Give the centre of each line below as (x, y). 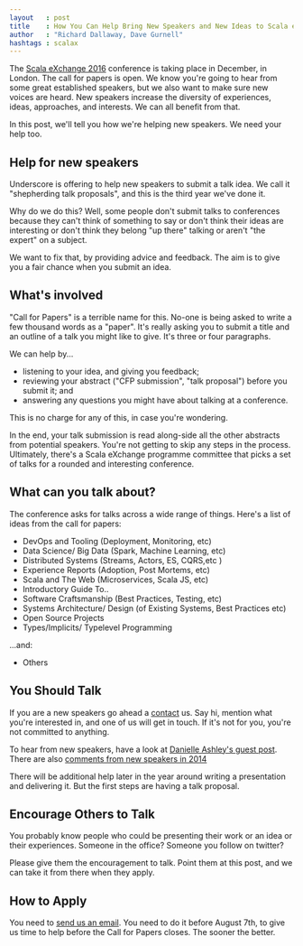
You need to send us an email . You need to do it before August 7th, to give (147, 923)
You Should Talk (55, 691)
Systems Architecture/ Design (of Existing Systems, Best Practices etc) (154, 608)
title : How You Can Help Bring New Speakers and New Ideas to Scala (149, 26)
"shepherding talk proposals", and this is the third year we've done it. (138, 194)
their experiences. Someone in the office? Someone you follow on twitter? (147, 846)
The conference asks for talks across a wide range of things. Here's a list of (150, 514)
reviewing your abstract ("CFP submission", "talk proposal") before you (155, 381)
